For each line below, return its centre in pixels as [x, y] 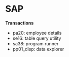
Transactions [20, 23]
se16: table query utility [37, 38]
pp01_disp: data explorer [38, 49]
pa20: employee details [37, 33]
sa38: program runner [36, 43]
